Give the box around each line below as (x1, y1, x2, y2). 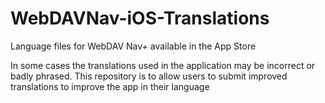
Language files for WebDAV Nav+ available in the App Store (10, 40, 257, 52)
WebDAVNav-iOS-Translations (10, 7, 270, 30)
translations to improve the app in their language (10, 80, 210, 92)
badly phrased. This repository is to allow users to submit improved (10, 70, 288, 82)
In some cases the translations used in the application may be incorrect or (10, 59, 316, 71)
